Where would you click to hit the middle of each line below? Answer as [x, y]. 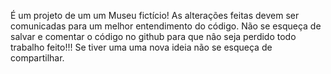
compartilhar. [37, 58]
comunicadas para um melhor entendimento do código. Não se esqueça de [166, 26]
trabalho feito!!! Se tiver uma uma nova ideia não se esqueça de [141, 47]
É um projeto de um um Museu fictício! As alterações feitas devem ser [155, 15]
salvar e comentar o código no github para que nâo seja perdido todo [153, 36]
